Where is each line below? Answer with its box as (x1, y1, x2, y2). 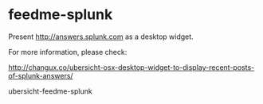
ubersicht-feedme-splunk (8, 86, 93, 96)
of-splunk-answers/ (8, 71, 73, 80)
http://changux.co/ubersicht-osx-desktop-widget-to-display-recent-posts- (8, 62, 255, 72)
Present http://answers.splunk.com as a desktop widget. (8, 32, 194, 41)
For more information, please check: (8, 47, 128, 56)
